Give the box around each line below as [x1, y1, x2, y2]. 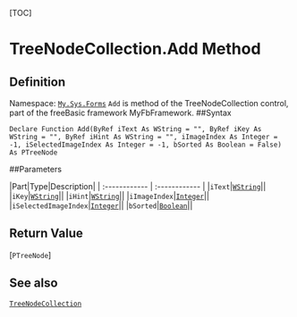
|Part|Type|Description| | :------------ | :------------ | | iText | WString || [9, 181, 267, 191]
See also [9, 276, 58, 291]
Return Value [9, 226, 83, 241]
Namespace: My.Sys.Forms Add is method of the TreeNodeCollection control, [9, 98, 289, 108]
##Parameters [9, 164, 63, 174]
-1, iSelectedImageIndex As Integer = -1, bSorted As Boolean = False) [9, 140, 282, 149]
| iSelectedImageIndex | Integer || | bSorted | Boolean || [9, 200, 193, 211]
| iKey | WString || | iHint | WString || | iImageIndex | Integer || [9, 191, 210, 201]
